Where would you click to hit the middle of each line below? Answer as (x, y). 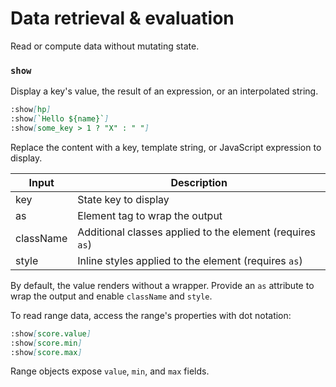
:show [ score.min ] (46, 343)
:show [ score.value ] (51, 333)
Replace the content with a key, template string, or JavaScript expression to (166, 147)
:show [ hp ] (31, 110)
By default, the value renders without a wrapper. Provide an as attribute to (162, 285)
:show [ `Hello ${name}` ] (60, 119)
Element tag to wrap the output (150, 215)
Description (199, 182)
